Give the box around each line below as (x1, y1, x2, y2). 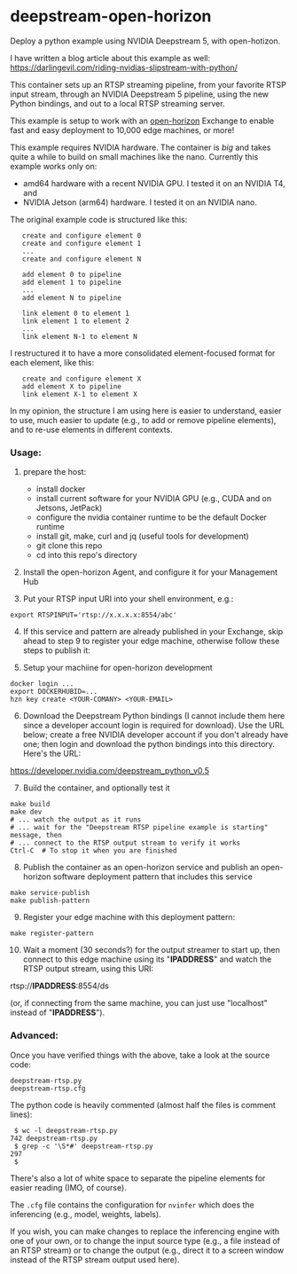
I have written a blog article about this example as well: (10, 52, 211, 63)
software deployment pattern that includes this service (52, 871, 254, 882)
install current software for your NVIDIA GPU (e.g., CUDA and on (35, 493, 272, 504)
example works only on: (10, 161, 98, 171)
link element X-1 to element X (21, 389, 138, 398)
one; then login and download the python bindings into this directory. (22, 739, 276, 750)
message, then (10, 831, 63, 840)
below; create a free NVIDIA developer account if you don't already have (22, 729, 289, 740)
